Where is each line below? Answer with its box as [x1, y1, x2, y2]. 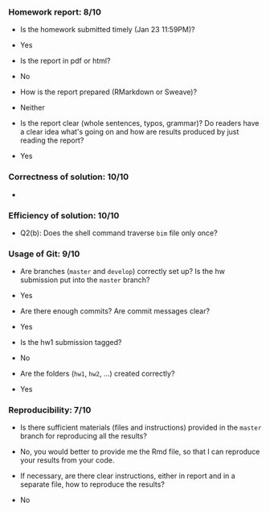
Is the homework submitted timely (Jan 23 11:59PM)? [19, 25, 195, 35]
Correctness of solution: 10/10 [8, 172, 129, 183]
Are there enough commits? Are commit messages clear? [19, 306, 211, 316]
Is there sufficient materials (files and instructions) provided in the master [19, 422, 262, 433]
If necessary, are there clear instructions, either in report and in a [19, 471, 235, 481]
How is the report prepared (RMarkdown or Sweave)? [19, 87, 198, 97]
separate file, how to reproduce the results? [19, 480, 165, 489]
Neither [19, 103, 46, 113]
